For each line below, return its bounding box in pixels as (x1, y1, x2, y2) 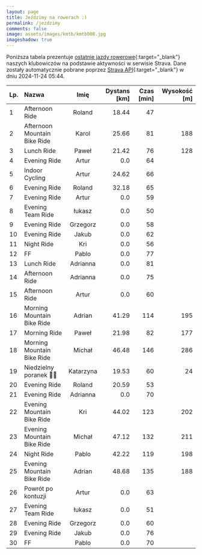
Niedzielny (23, 364, 54, 371)
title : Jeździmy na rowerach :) (6, 14, 87, 20)
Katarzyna (68, 367, 97, 375)
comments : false (6, 25, 47, 32)
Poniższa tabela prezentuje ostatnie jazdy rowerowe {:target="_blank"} (6, 54, 180, 60)
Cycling (23, 174, 46, 182)
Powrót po (23, 485, 54, 492)
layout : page (6, 8, 39, 15)
